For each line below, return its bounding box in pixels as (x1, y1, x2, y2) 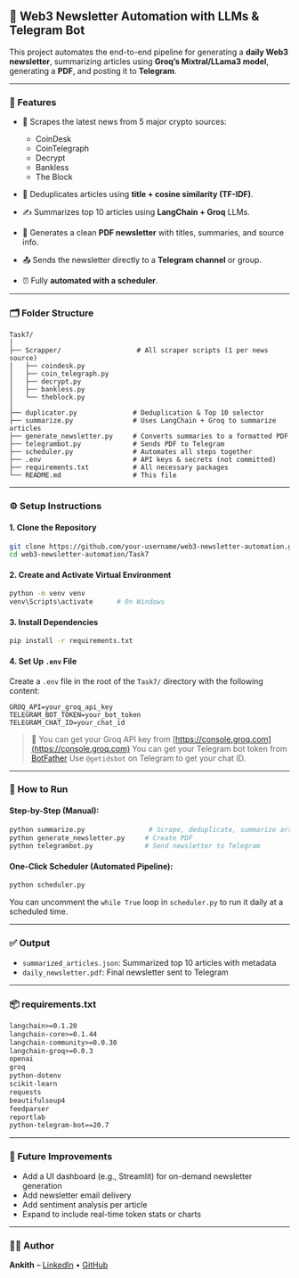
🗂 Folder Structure (9, 307, 94, 319)
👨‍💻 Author (9, 1239, 55, 1251)
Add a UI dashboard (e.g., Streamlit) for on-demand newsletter (21, 1170, 253, 1182)
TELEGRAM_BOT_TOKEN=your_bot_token (9, 710, 141, 719)
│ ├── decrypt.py (9, 377, 82, 386)
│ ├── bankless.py (9, 385, 86, 394)
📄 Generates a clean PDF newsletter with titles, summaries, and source (21, 227, 285, 238)
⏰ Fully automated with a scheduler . (21, 276, 158, 286)
